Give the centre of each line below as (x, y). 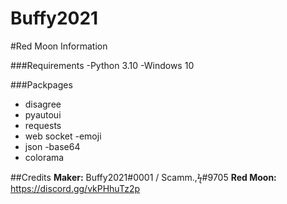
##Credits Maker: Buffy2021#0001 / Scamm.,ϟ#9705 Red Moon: (143, 177)
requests (43, 125)
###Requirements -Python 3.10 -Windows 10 (102, 65)
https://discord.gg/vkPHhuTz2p (75, 188)
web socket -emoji (63, 136)
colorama (44, 157)
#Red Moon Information (59, 46)
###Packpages (41, 84)
